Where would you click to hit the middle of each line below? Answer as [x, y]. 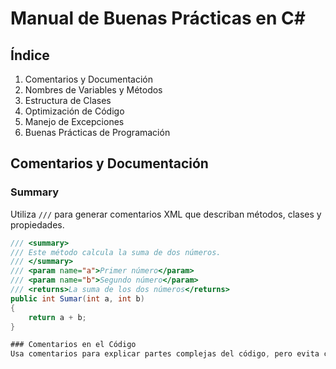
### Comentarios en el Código [73, 345]
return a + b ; [57, 317]
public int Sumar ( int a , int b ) [77, 298]
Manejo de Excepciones [74, 121]
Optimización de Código [74, 111]
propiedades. [37, 224]
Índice [30, 55]
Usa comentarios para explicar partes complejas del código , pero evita [165, 354]
